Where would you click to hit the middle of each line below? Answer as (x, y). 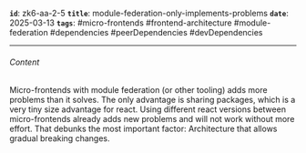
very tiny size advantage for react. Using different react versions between (148, 109)
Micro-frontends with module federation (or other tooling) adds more (138, 90)
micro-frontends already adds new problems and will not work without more (152, 119)
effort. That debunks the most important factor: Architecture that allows (143, 129)
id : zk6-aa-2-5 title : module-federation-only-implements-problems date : (149, 13)
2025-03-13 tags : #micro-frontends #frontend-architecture (121, 23)
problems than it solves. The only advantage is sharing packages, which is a (153, 100)
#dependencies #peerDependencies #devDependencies (156, 32)
